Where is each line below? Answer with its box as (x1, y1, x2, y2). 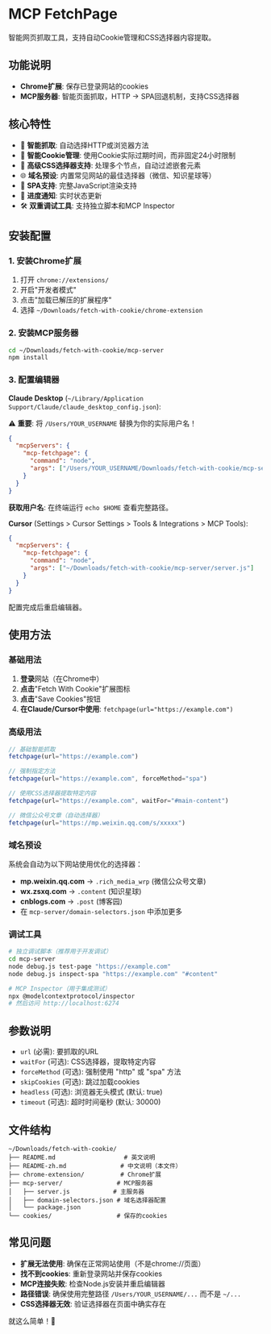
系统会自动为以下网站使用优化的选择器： (8, 859, 143, 869)
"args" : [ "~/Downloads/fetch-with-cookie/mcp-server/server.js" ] (29, 564, 254, 572)
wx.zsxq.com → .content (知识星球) (19, 886, 142, 896)
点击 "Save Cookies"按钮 (19, 694, 101, 704)
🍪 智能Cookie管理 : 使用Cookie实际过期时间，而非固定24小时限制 (19, 150, 236, 160)
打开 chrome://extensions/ (19, 275, 109, 285)
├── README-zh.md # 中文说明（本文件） (8, 1162, 182, 1170)
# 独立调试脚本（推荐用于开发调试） (8, 948, 112, 956)
